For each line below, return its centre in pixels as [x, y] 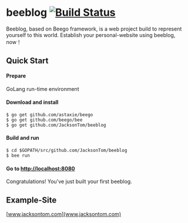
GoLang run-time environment [43, 89]
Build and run [23, 138]
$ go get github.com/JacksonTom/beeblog [56, 125]
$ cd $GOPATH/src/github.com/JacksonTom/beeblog [67, 150]
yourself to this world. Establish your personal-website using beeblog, [91, 35]
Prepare [16, 76]
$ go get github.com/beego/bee [44, 120]
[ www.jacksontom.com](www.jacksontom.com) [64, 214]
